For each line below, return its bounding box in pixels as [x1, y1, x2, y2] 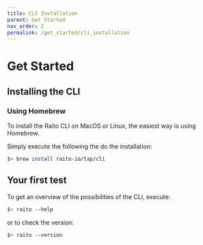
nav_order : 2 [7, 23, 44, 29]
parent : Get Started [7, 16, 66, 23]
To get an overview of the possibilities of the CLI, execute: [7, 192, 171, 201]
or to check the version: [7, 218, 74, 227]
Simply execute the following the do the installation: [7, 142, 152, 151]
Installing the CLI [7, 86, 81, 97]
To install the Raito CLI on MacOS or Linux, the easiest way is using [7, 122, 196, 130]
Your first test [7, 175, 67, 186]
